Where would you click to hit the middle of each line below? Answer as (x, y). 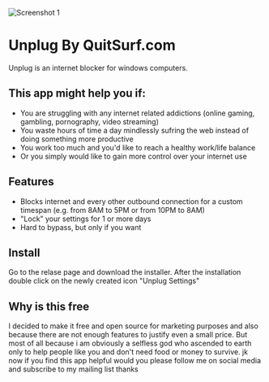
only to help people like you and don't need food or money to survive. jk (128, 352)
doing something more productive (77, 139)
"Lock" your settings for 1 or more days (85, 219)
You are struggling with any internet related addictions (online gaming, (137, 113)
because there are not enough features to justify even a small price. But (128, 335)
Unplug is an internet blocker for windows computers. (98, 67)
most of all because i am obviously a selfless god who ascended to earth (130, 343)
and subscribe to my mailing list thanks (74, 369)
